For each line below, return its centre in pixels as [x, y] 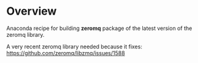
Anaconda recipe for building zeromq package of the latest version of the [99, 28]
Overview [32, 11]
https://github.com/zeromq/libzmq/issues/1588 [66, 53]
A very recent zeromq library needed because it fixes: [74, 46]
